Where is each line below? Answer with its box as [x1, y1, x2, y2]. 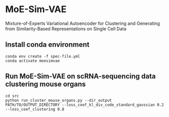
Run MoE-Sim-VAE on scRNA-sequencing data [5, 72, 156, 81]
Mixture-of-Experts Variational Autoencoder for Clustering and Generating [5, 20, 160, 26]
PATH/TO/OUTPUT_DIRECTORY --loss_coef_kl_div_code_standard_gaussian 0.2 [5, 102, 164, 107]
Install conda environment [5, 41, 90, 49]
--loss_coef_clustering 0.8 [5, 106, 65, 112]
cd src [5, 93, 19, 98]
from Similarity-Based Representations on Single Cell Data [5, 25, 126, 31]
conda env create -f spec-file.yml [5, 54, 80, 59]
